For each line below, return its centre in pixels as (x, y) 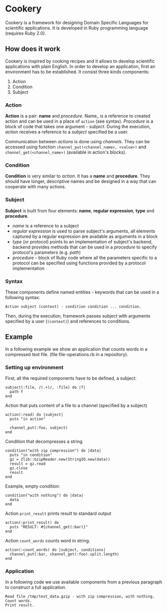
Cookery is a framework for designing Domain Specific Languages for (77, 23)
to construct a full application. (36, 587)
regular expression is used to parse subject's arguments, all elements (84, 231)
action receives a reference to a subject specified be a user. (67, 132)
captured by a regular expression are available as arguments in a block (85, 236)
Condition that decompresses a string (44, 442)
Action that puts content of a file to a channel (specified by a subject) (76, 406)
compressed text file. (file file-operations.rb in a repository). (67, 354)
